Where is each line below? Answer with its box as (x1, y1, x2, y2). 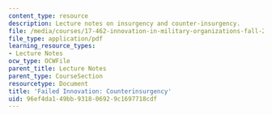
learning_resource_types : (8, 42, 96, 50)
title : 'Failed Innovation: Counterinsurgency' (8, 87, 172, 96)
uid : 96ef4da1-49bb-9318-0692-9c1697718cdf (8, 95, 158, 103)
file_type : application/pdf (8, 34, 104, 43)
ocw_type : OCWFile (8, 57, 70, 66)
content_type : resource (8, 11, 89, 20)
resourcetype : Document (8, 79, 89, 87)
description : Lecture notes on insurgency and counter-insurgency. (8, 19, 241, 28)
